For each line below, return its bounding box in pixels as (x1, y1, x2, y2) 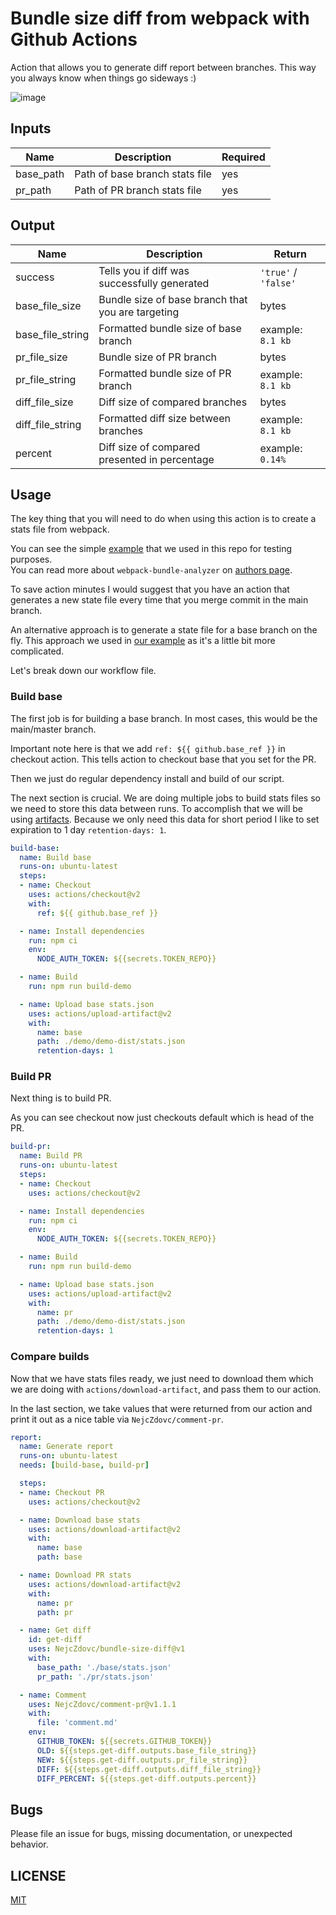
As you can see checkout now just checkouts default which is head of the (10, 1112, 315, 1124)
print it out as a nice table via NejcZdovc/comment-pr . (10, 1413, 224, 1425)
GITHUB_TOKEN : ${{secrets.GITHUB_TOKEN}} (36, 1737, 213, 1747)
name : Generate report (19, 1442, 114, 1452)
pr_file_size (15, 350, 68, 364)
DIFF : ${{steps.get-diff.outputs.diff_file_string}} (36, 1764, 262, 1774)
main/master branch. (10, 723, 97, 735)
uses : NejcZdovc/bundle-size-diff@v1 (28, 1644, 186, 1654)
